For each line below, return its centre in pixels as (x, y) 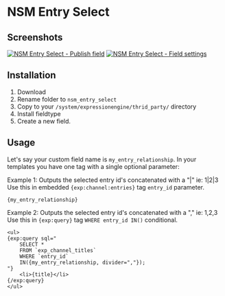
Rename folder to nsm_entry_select (67, 99)
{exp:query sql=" (32, 238)
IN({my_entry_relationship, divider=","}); (83, 262)
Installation (32, 75)
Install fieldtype (39, 113)
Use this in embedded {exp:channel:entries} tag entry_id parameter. (106, 187)
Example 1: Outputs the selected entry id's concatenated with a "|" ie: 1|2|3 (113, 180)
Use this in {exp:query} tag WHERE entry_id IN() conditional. (93, 220)
